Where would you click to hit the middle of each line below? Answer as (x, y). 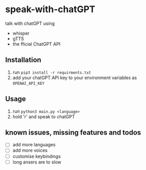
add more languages (34, 145)
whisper (21, 33)
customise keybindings (37, 156)
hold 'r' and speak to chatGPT (44, 116)
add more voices (30, 150)
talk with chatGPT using (30, 23)
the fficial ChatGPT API (36, 44)
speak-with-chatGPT (50, 9)
